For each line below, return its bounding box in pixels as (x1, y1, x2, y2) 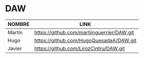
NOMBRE (7, 21, 30, 28)
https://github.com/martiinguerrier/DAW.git (34, 29, 135, 36)
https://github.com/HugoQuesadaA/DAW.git (34, 37, 137, 44)
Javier (7, 45, 22, 52)
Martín (7, 29, 23, 36)
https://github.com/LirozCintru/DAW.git (34, 45, 125, 52)
